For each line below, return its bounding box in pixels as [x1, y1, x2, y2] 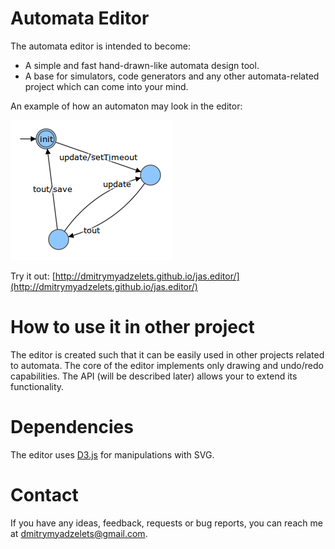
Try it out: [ [10, 270, 56, 282]
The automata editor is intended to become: [10, 40, 191, 52]
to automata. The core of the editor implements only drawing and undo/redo [10, 359, 324, 371]
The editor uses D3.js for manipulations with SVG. [10, 448, 215, 461]
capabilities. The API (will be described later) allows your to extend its [10, 370, 298, 382]
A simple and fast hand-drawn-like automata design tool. [24, 59, 260, 71]
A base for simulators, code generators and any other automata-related [24, 70, 320, 82]
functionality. [10, 380, 65, 392]
